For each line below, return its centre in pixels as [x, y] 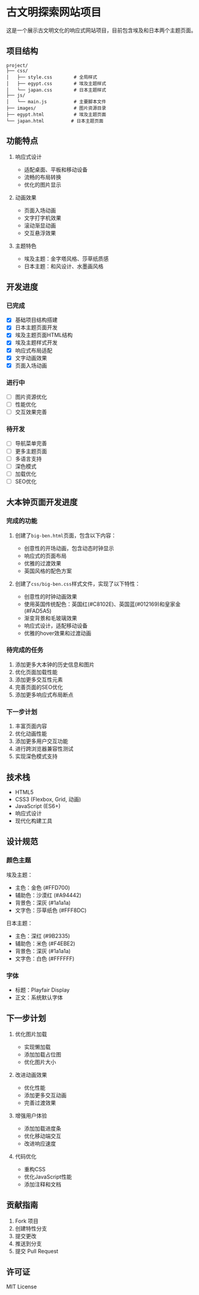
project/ [17, 65]
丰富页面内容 [31, 726]
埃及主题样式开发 [36, 342]
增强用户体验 [31, 1116]
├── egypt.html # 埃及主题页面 [56, 114]
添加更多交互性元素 [39, 680]
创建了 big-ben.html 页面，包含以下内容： [65, 535]
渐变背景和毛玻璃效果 [50, 618]
